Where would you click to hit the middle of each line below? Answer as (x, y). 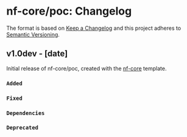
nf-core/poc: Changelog (69, 11)
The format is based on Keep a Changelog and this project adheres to (94, 28)
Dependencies (26, 113)
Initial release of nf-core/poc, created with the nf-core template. (86, 68)
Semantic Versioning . (33, 34)
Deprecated (22, 128)
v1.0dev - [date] (37, 54)
